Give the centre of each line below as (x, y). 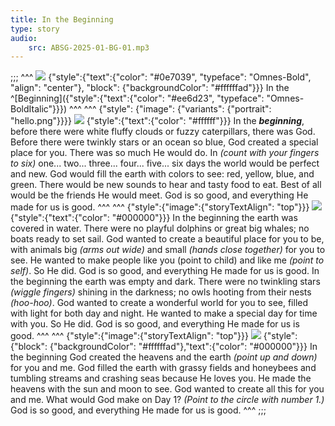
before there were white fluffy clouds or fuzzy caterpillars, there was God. (163, 132)
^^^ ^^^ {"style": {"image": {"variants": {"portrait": (170, 109)
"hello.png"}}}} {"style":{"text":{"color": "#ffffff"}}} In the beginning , (157, 121)
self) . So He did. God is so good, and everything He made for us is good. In (165, 271)
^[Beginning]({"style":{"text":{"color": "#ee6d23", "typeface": (137, 98)
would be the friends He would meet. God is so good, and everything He (159, 195)
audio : (24, 38)
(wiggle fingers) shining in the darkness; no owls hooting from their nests (161, 292)
